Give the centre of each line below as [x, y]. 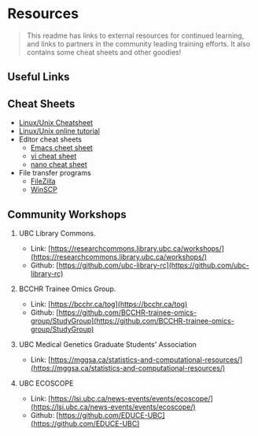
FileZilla [43, 181]
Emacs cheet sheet [62, 148]
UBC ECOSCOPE [46, 383]
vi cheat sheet [53, 156]
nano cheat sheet [59, 164]
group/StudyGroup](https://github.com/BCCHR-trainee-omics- [133, 320]
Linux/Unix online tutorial [59, 131]
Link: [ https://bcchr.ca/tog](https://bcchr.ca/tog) [109, 304]
